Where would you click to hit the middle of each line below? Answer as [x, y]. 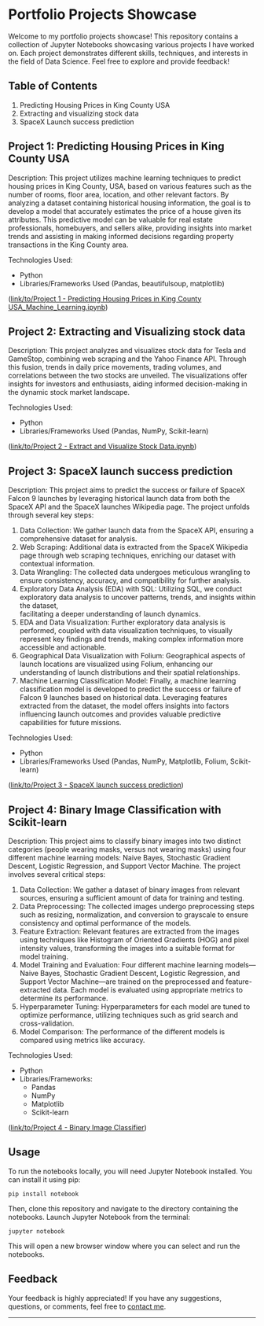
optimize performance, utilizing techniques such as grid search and [128, 1015]
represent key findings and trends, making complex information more [131, 639]
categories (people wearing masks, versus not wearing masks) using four [127, 849]
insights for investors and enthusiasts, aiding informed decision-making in [128, 384]
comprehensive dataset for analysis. [78, 539]
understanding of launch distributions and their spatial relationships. [130, 672]
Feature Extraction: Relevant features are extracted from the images [129, 931]
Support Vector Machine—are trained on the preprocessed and [122, 982]
